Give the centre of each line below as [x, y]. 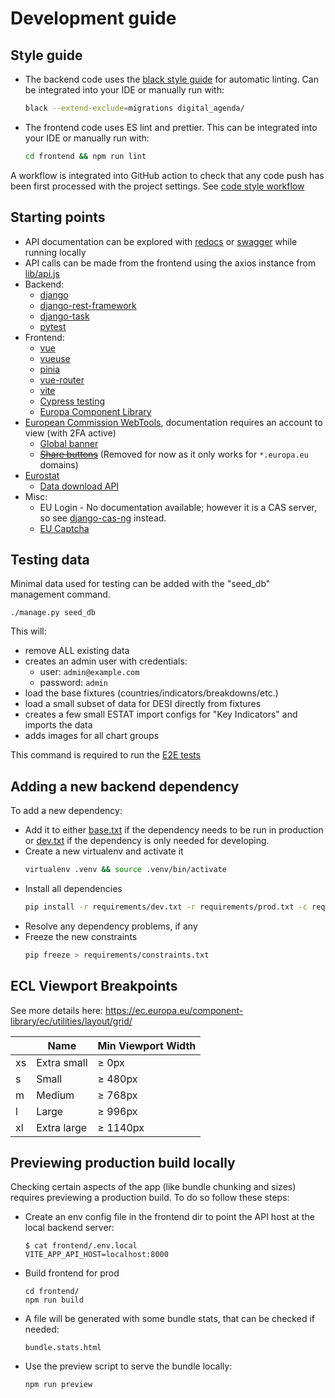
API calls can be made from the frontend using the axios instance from [170, 263]
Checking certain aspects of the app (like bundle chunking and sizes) [153, 1187]
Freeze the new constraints [81, 936]
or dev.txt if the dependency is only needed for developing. [147, 841]
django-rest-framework [88, 305]
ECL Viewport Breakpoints [94, 986]
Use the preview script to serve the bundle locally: [128, 1366]
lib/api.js [42, 273]
